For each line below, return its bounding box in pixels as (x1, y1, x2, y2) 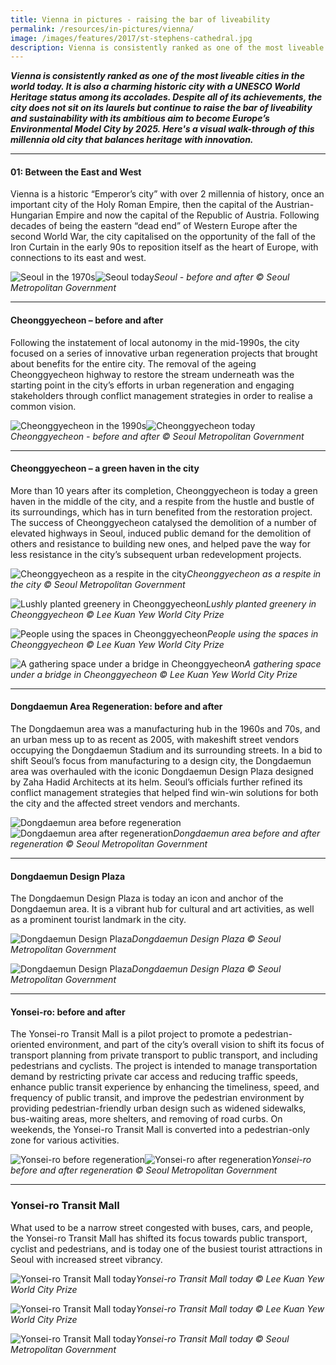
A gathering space (244, 657, 322, 670)
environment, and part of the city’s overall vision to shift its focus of (46, 1039, 325, 1051)
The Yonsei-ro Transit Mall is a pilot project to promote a (10, 1028, 243, 1040)
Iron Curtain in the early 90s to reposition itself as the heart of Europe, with (10, 241, 319, 253)
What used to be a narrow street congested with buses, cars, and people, (10, 1221, 313, 1233)
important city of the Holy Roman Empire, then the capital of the (10, 199, 273, 211)
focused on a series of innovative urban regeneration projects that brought (10, 347, 318, 359)
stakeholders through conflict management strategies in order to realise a (10, 389, 313, 401)
